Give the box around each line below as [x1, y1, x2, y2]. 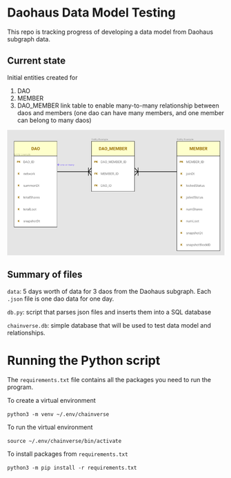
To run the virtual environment [7, 423, 93, 431]
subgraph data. [7, 34, 50, 43]
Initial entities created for [7, 73, 78, 81]
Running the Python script [7, 352, 161, 368]
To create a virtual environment [7, 396, 97, 404]
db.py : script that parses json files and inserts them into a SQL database [7, 308, 212, 316]
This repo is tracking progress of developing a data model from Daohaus [7, 28, 214, 36]
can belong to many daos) [17, 116, 92, 124]
